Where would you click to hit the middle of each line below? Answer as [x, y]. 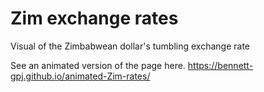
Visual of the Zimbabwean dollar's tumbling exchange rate [130, 46]
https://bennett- [220, 65]
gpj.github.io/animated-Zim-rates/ [80, 76]
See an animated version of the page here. [98, 65]
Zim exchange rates [94, 18]
